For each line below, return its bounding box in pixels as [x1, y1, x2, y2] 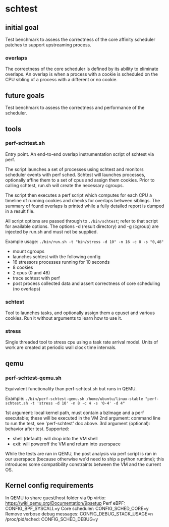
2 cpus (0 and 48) [12, 269, 50, 275]
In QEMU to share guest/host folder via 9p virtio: [5, 495, 106, 501]
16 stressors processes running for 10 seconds [12, 259, 110, 265]
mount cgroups [12, 248, 44, 254]
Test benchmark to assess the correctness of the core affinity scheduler [5, 36, 155, 42]
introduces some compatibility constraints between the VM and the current [5, 461, 161, 467]
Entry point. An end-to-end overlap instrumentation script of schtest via [5, 151, 154, 157]
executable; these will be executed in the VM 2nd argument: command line [5, 415, 160, 421]
